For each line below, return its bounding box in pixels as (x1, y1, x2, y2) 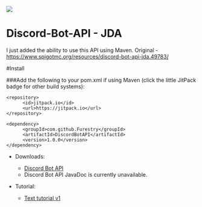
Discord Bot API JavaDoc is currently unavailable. (24, 171, 148, 178)
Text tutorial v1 (24, 194, 61, 202)
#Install (6, 64, 25, 72)
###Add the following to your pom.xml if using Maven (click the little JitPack (6, 76, 197, 84)
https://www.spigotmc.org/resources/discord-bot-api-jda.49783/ (6, 53, 169, 60)
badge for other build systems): (6, 82, 85, 90)
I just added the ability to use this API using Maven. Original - (6, 46, 158, 54)
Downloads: (15, 153, 45, 160)
